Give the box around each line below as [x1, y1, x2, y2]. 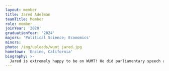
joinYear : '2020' [5, 26, 42, 31]
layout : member [5, 7, 37, 12]
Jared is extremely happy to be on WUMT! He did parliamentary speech [10, 58, 161, 63]
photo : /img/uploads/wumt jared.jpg [5, 44, 82, 49]
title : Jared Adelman [5, 12, 51, 17]
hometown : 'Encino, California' [5, 49, 73, 54]
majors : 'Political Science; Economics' [5, 35, 92, 40]
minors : [5, 40, 22, 45]
